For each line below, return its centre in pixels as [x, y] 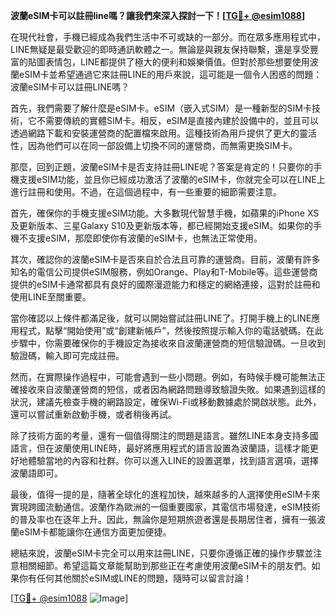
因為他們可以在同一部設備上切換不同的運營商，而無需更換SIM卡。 [162, 145]
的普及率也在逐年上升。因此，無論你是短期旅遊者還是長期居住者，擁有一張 [163, 519]
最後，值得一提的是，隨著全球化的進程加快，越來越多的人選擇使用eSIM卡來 [165, 494]
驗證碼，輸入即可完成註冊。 [67, 355]
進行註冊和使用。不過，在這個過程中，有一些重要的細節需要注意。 [146, 192]
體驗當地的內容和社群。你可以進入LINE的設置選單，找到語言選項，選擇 [173, 460]
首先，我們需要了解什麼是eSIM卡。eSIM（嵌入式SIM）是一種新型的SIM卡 [161, 108]
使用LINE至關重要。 [51, 297]
